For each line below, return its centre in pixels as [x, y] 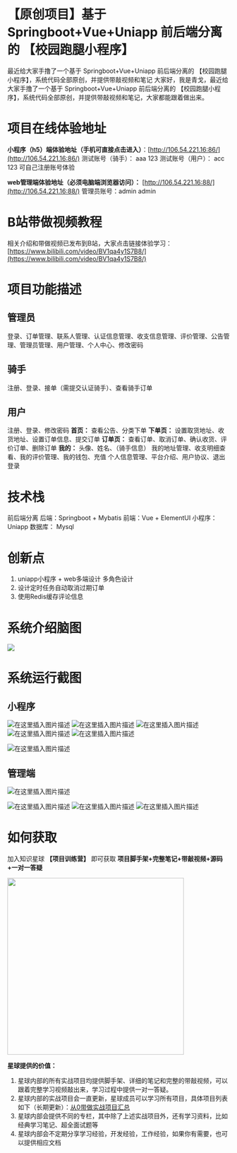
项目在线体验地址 [57, 129]
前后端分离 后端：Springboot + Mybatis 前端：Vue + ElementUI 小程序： [112, 518]
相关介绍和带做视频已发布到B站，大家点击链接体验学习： [90, 243]
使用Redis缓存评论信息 [50, 597]
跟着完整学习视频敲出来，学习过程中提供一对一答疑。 [95, 1089]
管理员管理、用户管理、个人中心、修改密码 [81, 344]
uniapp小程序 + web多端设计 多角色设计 [75, 579]
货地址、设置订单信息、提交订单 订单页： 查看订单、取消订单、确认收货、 [114, 439]
